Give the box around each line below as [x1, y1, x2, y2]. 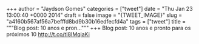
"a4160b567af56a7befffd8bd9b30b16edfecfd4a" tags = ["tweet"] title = [6, 18, 186, 25]
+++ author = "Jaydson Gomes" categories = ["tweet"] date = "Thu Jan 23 [6, 5, 193, 12]
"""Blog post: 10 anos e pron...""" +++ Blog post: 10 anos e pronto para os [6, 24, 191, 31]
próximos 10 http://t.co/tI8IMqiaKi [6, 31, 90, 38]
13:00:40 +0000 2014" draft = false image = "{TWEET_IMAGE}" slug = [6, 11, 183, 19]
